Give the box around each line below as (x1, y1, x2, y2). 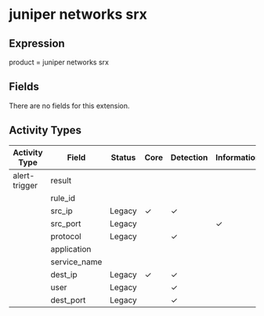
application (50, 243, 92, 254)
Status (110, 151, 136, 162)
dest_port (50, 294, 86, 305)
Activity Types (9, 124, 81, 137)
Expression (9, 37, 65, 50)
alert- (13, 170, 35, 181)
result (50, 175, 72, 186)
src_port (50, 218, 81, 229)
